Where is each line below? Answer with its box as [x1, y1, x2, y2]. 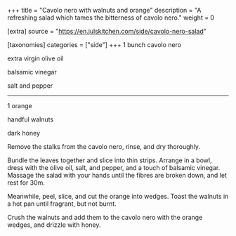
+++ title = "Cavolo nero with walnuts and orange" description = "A [7, 6, 202, 14]
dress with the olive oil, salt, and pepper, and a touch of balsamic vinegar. [7, 164, 221, 171]
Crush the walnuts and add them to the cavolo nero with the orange [7, 214, 203, 221]
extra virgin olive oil [7, 54, 64, 63]
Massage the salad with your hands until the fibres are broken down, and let [7, 171, 227, 179]
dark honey [7, 129, 41, 137]
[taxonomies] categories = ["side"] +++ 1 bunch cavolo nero [7, 41, 181, 48]
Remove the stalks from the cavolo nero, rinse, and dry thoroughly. [7, 143, 201, 150]
